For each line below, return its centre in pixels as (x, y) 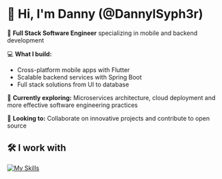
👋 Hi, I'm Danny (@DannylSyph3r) (105, 14)
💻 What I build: (30, 53)
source (17, 126)
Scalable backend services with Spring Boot (79, 77)
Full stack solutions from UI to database (73, 84)
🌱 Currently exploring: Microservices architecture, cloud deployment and (111, 97)
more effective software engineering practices (73, 105)
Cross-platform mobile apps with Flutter (73, 70)
